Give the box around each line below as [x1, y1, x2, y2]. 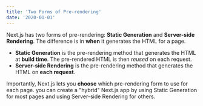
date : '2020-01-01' [6, 14, 56, 20]
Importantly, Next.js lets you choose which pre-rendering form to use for [6, 79, 188, 87]
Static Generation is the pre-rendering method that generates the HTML [15, 49, 196, 56]
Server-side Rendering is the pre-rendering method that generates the [15, 61, 193, 69]
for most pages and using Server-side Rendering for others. [6, 93, 156, 100]
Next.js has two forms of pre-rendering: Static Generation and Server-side [6, 31, 195, 38]
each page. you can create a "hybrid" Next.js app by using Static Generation [6, 86, 198, 93]
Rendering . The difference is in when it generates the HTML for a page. [6, 37, 186, 45]
